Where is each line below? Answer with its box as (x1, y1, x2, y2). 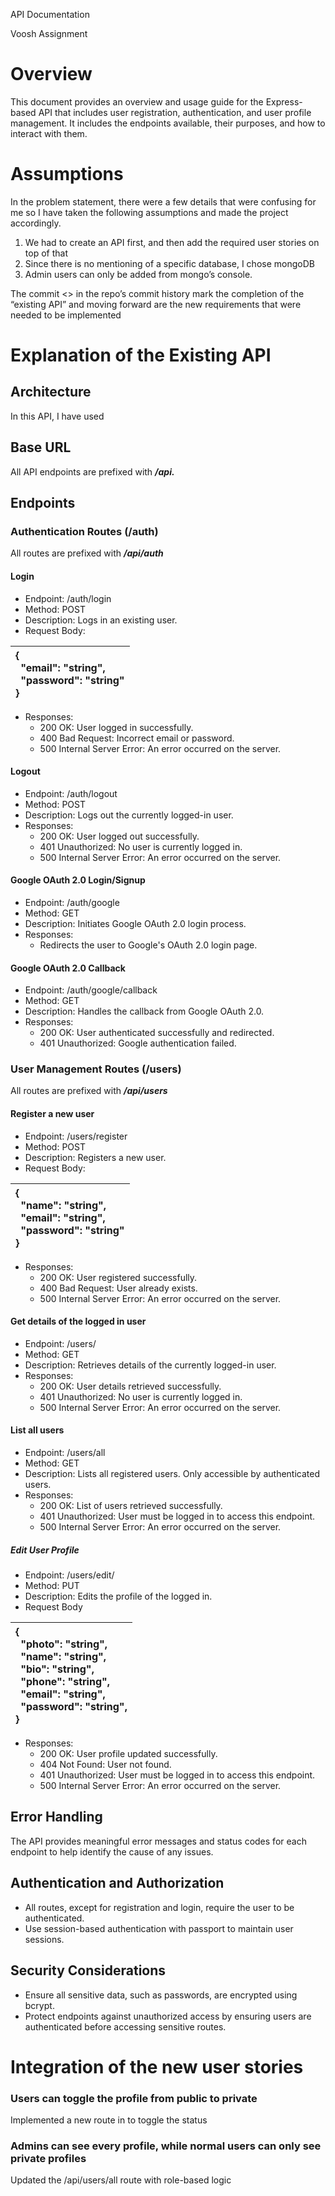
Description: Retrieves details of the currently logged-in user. (24, 1359, 277, 1371)
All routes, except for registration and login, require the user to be (24, 1901, 295, 1913)
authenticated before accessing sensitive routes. (24, 2020, 227, 2033)
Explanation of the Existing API (10, 344, 272, 367)
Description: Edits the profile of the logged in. (24, 1590, 213, 1603)
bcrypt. (24, 1999, 55, 2011)
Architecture (10, 384, 92, 401)
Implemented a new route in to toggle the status (10, 2114, 208, 2126)
